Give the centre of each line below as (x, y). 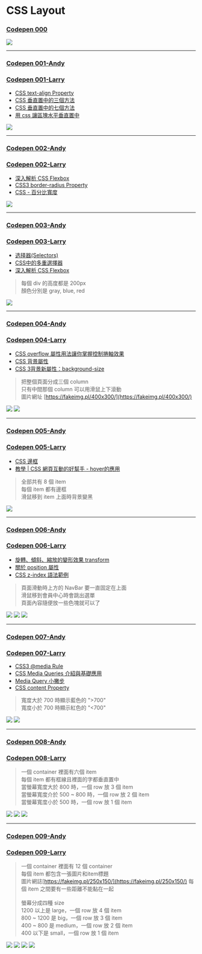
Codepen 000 (27, 30)
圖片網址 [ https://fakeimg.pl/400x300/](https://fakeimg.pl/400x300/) (106, 397)
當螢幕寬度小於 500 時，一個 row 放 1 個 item (76, 802)
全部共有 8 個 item (43, 481)
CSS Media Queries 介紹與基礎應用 (58, 673)
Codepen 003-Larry (36, 241)
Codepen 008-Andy (36, 741)
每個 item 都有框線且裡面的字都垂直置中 (70, 780)
